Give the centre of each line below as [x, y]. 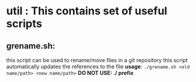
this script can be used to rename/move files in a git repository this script [97, 60]
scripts [24, 24]
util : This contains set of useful [87, 11]
